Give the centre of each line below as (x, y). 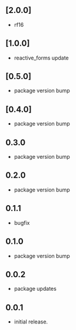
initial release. (31, 322)
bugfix (22, 222)
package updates (35, 289)
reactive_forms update (41, 58)
